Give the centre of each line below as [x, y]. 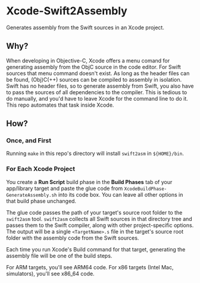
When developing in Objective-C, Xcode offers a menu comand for [88, 60]
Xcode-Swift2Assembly [67, 11]
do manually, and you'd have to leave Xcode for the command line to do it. [97, 98]
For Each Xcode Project [41, 169]
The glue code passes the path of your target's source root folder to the [94, 212]
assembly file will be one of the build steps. [59, 256]
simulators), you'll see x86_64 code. [50, 273]
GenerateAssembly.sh [32, 195]
